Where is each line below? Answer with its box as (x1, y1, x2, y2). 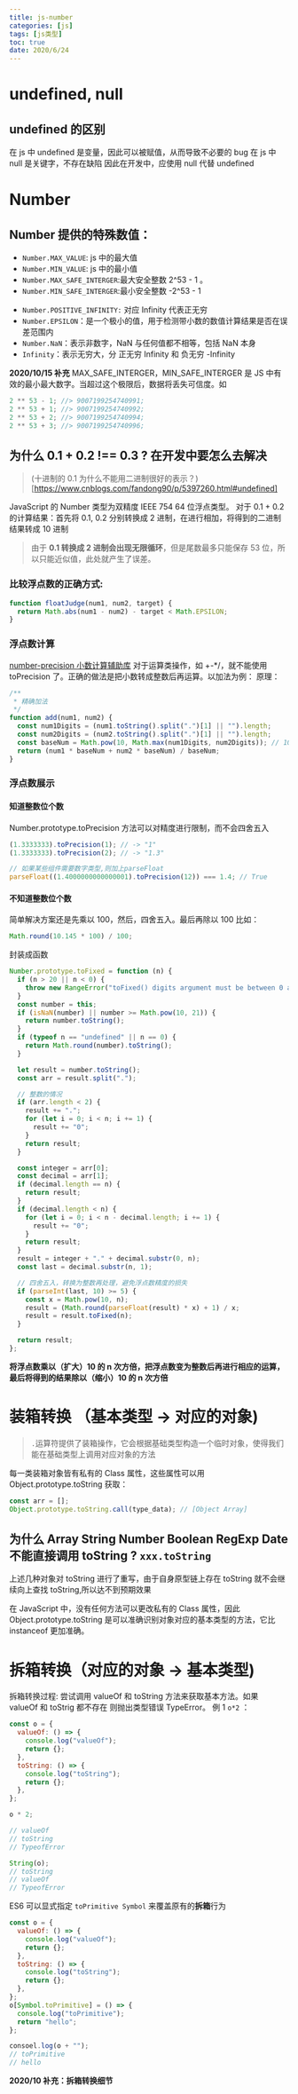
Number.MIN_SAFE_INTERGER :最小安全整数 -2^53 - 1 (21, 286, 201, 296)
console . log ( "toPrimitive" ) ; (17, 2009, 125, 2018)
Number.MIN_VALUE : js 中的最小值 (21, 264, 138, 274)
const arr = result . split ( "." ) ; (17, 1073, 137, 1083)
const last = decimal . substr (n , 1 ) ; (17, 1262, 153, 1272)
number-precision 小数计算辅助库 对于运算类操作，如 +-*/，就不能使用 (9, 660, 268, 670)
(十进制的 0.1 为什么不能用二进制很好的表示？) (30, 473, 199, 484)
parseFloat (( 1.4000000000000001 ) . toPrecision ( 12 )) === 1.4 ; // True (9, 873, 268, 881)
